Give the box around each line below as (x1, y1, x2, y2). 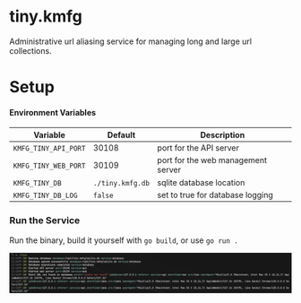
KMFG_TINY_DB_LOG (13, 191, 78, 200)
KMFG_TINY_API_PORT (13, 144, 86, 153)
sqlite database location (157, 177, 245, 187)
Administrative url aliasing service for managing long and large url (9, 36, 253, 47)
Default (107, 129, 136, 140)
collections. (9, 45, 52, 56)
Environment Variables (9, 107, 97, 117)
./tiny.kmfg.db (92, 178, 150, 187)
